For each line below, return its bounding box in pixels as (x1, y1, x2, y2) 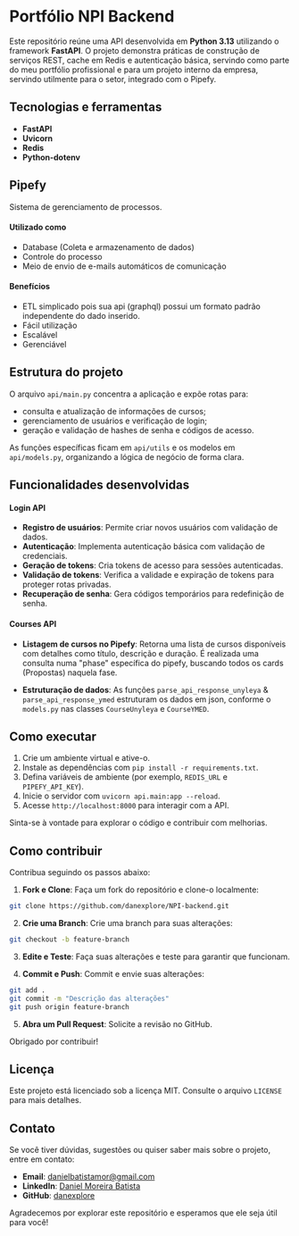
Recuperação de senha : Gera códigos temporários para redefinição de (21, 589, 285, 599)
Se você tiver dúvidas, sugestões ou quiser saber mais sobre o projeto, (9, 1145, 271, 1156)
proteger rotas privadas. (21, 579, 112, 590)
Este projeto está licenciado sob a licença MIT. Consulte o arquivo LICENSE (9, 1085, 283, 1096)
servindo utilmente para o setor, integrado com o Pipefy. (9, 73, 217, 84)
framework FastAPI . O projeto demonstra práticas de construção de (9, 45, 261, 55)
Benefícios (9, 281, 51, 292)
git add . (9, 985, 46, 995)
